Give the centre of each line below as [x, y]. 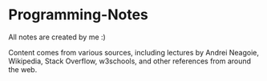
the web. [23, 69]
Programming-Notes [78, 15]
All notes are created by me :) [57, 37]
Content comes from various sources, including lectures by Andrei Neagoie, [133, 52]
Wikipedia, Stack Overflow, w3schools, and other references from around [129, 61]
